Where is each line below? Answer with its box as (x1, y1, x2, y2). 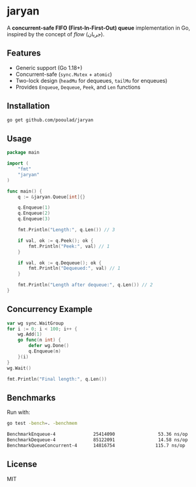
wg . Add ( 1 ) (17, 331, 43, 337)
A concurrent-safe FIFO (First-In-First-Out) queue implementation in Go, (7, 24, 191, 31)
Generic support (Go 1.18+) (15, 64, 83, 71)
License (7, 459, 37, 469)
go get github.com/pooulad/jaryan (7, 116, 94, 123)
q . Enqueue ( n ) (28, 348, 62, 354)
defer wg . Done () (28, 343, 69, 349)
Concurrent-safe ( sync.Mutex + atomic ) (15, 71, 112, 78)
